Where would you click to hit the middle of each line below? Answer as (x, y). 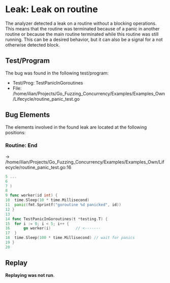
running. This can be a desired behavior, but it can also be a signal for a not (84, 39)
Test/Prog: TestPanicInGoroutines (48, 83)
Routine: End (21, 145)
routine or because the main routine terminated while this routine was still (82, 34)
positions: (15, 132)
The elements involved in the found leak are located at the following (76, 127)
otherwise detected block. (32, 45)
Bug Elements (28, 115)
